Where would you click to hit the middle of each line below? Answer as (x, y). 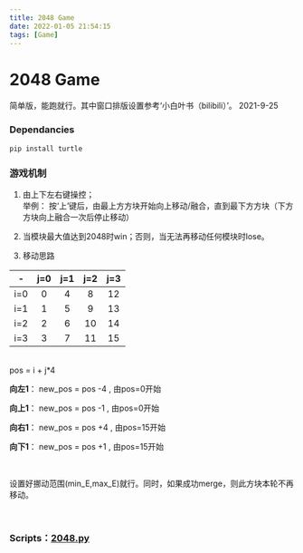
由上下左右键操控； (58, 194)
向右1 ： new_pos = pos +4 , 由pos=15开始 (88, 427)
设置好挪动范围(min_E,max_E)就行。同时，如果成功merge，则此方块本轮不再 (151, 483)
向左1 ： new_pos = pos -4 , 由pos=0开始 (85, 388)
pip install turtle (46, 149)
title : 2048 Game (42, 18)
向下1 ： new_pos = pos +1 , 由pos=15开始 (87, 446)
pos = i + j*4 (33, 370)
